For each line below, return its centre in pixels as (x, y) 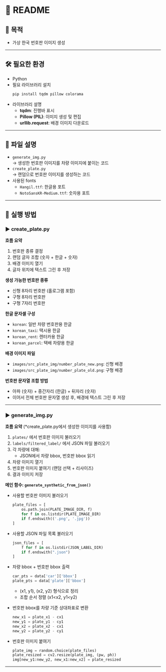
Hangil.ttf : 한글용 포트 (42, 187)
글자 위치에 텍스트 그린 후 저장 (41, 269)
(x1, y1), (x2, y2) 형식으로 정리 (49, 591)
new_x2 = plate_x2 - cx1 (38, 626)
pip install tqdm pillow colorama (48, 94)
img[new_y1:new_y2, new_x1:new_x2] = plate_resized (66, 660)
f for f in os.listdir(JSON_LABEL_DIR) (62, 547)
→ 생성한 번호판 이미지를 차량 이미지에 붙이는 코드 (61, 163)
